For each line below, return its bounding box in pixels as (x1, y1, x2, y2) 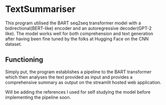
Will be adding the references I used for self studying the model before (5, 89, 151, 95)
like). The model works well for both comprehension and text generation (5, 30, 154, 36)
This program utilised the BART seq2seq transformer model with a (5, 20, 141, 26)
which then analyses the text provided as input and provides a (5, 74, 133, 80)
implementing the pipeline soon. (5, 94, 71, 100)
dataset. (5, 41, 22, 47)
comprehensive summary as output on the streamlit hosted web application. (5, 79, 162, 85)
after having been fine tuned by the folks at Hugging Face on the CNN (5, 36, 149, 42)
